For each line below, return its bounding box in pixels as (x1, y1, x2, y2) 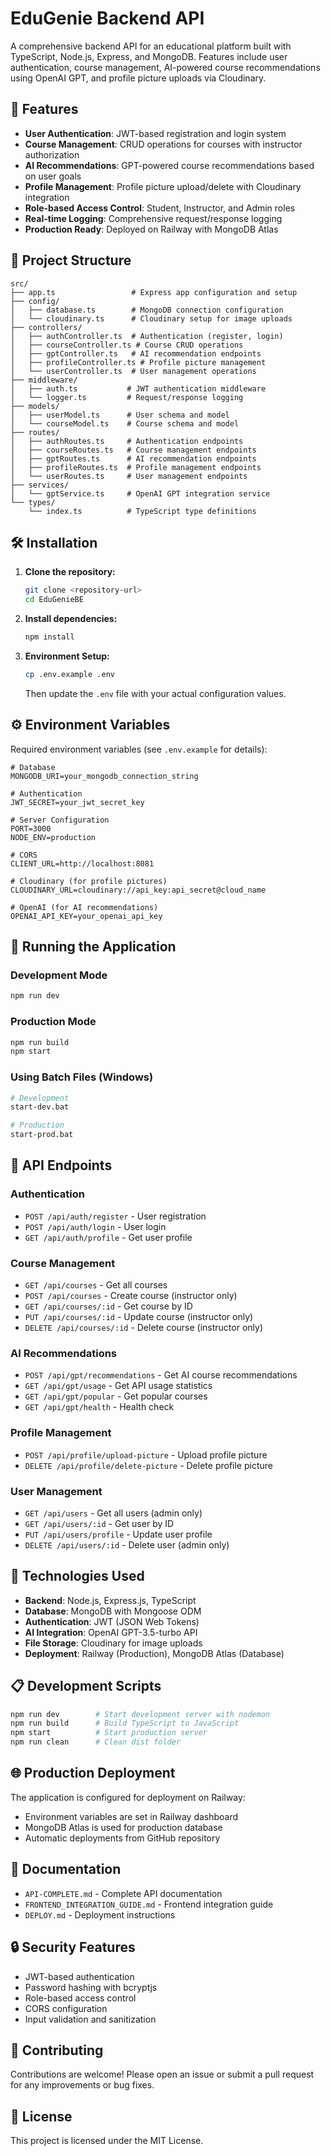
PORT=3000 (10, 823, 52, 834)
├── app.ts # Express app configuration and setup (10, 287, 298, 297)
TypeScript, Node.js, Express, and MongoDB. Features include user (10, 50, 288, 62)
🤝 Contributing (10, 2042, 104, 2059)
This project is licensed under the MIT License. (10, 2135, 204, 2147)
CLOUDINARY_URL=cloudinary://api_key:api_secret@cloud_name (10, 885, 267, 895)
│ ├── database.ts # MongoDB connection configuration (10, 305, 284, 315)
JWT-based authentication (24, 1970, 135, 1982)
